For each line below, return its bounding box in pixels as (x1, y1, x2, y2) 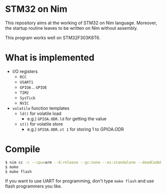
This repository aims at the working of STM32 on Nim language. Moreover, (5, 20, 157, 26)
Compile (5, 144, 41, 155)
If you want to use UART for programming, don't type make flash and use (5, 178, 154, 184)
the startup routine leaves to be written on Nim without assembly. (5, 25, 138, 31)
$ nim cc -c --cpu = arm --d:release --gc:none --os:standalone (5, 160, 136, 165)
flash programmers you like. (5, 183, 62, 189)
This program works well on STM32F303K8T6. (5, 35, 100, 41)
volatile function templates (12, 105, 70, 111)
